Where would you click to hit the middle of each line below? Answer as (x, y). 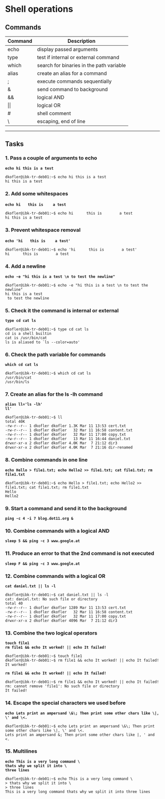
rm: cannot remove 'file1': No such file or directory (62, 686)
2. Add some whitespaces (37, 193)
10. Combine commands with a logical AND (57, 531)
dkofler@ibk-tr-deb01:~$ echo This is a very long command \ (69, 779)
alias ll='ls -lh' (24, 405)
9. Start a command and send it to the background (66, 508)
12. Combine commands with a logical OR (55, 576)
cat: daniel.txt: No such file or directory (51, 599)
